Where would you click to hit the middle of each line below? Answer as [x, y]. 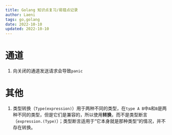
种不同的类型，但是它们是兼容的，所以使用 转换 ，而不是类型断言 [80, 115]
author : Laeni [20, 15]
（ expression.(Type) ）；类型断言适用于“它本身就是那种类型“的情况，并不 [89, 121]
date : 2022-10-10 [24, 24]
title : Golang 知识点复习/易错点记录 [42, 10]
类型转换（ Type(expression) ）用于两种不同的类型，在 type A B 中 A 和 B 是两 [90, 108]
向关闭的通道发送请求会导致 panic [48, 71]
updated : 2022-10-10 [27, 29]
